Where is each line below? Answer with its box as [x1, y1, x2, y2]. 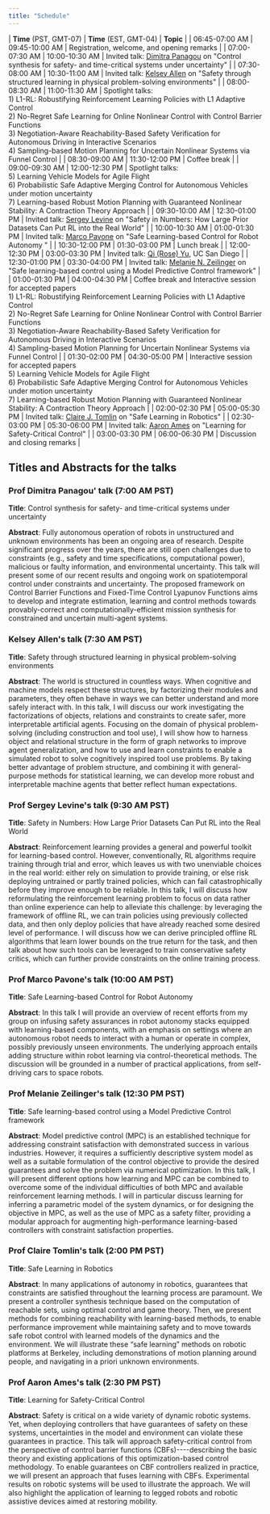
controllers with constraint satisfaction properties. [8, 1225, 174, 1234]
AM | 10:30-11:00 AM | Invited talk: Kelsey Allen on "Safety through [30, 68, 251, 78]
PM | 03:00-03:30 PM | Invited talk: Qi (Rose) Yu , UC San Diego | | [27, 248, 248, 259]
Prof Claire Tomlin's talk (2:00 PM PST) [8, 1245, 164, 1256]
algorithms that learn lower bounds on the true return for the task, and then [8, 936, 258, 946]
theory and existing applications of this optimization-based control [8, 1453, 230, 1463]
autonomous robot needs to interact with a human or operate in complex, [8, 1033, 251, 1043]
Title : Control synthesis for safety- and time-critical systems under [8, 503, 231, 513]
